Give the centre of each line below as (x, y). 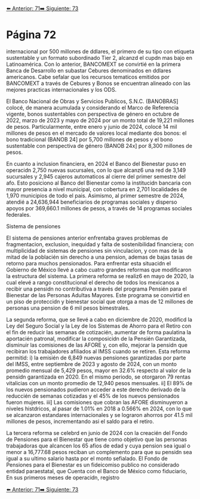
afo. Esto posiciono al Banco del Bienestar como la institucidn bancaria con (99, 183)
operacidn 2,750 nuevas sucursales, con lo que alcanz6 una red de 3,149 (96, 170)
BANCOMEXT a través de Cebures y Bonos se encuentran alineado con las (99, 83)
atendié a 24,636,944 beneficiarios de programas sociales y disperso (92, 202)
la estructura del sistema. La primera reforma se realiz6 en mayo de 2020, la (100, 276)
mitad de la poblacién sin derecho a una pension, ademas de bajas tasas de (99, 257)
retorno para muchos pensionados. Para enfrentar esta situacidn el (89, 263)
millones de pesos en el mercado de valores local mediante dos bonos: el (96, 133)
